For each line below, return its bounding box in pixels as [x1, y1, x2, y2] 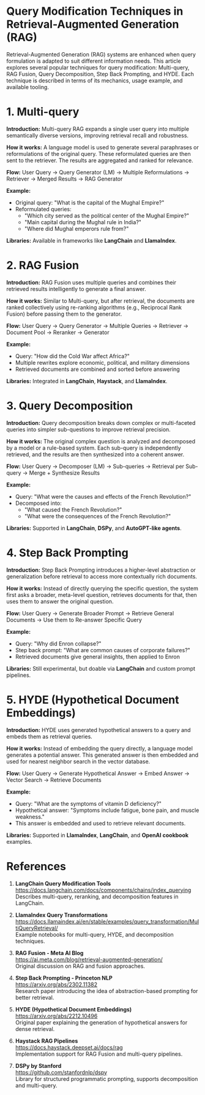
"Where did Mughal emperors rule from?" [24, 225, 129, 232]
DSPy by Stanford [15, 1062, 62, 1069]
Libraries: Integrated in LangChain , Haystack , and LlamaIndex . [6, 377, 168, 384]
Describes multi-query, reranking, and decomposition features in [15, 892, 179, 900]
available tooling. [6, 83, 49, 90]
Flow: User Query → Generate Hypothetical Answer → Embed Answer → [6, 770, 190, 777]
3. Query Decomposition [6, 399, 133, 413]
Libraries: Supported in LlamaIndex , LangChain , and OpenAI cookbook [6, 831, 188, 839]
